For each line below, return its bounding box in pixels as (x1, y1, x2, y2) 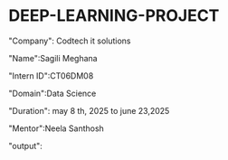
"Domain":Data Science (8, 88, 97, 99)
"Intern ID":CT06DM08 (8, 70, 94, 81)
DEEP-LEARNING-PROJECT (8, 5, 220, 26)
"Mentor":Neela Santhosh (8, 123, 105, 134)
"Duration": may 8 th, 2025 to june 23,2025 (8, 105, 170, 116)
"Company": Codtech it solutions (8, 35, 132, 46)
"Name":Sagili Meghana (8, 52, 98, 63)
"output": (8, 140, 43, 151)
